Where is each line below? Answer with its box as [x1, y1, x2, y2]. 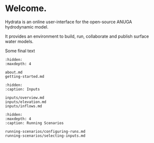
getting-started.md [5, 74, 45, 79]
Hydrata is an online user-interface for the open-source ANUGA [5, 19, 132, 25]
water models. [5, 38, 34, 44]
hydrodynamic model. [5, 24, 48, 29]
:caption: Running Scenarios [5, 120, 64, 126]
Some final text [5, 48, 35, 54]
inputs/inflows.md [5, 103, 42, 109]
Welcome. [5, 3, 47, 14]
